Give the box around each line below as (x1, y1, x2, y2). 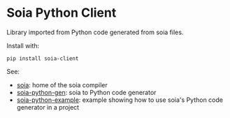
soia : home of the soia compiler (16, 80, 108, 89)
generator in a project (16, 103, 80, 111)
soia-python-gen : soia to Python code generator (16, 88, 157, 96)
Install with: (6, 41, 40, 50)
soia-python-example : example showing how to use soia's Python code (16, 96, 223, 104)
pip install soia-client (6, 54, 79, 62)
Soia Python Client (6, 5, 117, 21)
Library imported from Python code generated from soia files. (6, 28, 184, 36)
